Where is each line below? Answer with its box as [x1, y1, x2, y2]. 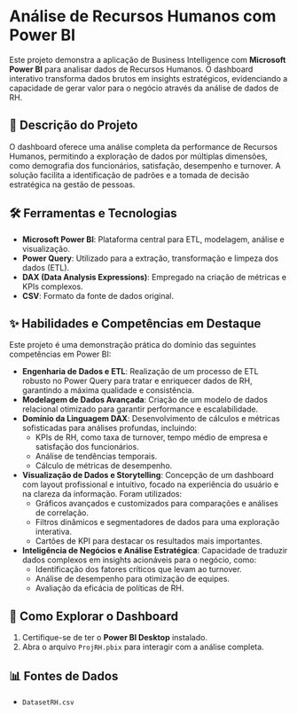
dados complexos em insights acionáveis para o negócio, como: [21, 554, 257, 565]
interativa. [35, 526, 73, 537]
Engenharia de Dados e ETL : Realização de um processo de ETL [21, 366, 259, 377]
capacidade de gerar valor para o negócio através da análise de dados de [9, 82, 279, 93]
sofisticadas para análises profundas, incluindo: [21, 423, 198, 434]
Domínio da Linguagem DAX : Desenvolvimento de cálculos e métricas [21, 413, 281, 424]
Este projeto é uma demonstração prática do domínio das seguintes [9, 340, 257, 350]
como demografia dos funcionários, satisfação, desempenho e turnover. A [9, 160, 281, 170]
